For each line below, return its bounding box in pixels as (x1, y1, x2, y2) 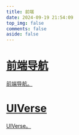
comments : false (6, 25, 47, 32)
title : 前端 (6, 8, 34, 15)
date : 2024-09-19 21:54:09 (6, 14, 74, 20)
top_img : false (6, 20, 44, 26)
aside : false (6, 31, 39, 37)
